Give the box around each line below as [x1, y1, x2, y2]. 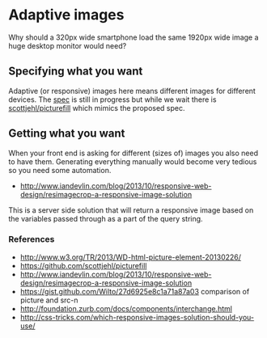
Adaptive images [8, 6, 125, 24]
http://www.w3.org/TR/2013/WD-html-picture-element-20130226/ [19, 252, 241, 262]
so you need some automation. [8, 165, 112, 175]
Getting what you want [8, 127, 125, 141]
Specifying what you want [8, 65, 143, 78]
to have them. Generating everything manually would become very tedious [8, 156, 257, 167]
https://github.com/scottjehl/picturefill [19, 260, 147, 270]
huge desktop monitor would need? [8, 40, 127, 50]
